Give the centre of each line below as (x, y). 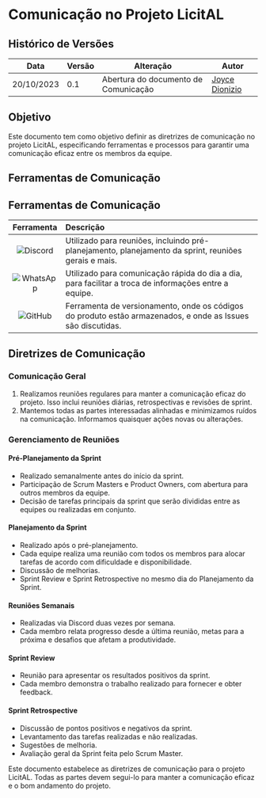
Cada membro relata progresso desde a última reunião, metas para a (132, 632)
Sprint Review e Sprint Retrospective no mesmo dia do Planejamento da (137, 579)
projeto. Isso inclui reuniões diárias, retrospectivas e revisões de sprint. (136, 402)
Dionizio (227, 89)
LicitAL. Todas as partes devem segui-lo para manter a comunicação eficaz (131, 777)
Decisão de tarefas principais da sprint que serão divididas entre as (130, 501)
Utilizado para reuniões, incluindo (127, 241)
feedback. (36, 692)
